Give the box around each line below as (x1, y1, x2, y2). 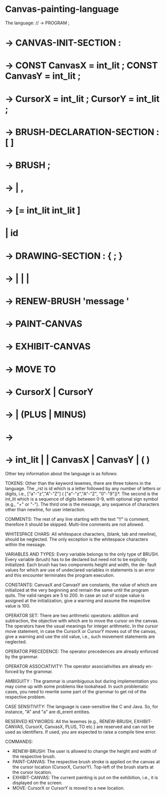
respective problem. (5, 694, 46, 700)
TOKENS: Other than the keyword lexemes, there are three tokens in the (5, 480, 152, 486)
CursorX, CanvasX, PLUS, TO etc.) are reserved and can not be (25, 724, 154, 730)
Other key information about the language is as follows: (5, 471, 118, 477)
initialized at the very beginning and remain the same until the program (5, 587, 149, 593)
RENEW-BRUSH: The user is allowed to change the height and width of (12, 748, 157, 754)
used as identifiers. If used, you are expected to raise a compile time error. (5, 729, 157, 735)
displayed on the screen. (12, 780, 63, 786)
